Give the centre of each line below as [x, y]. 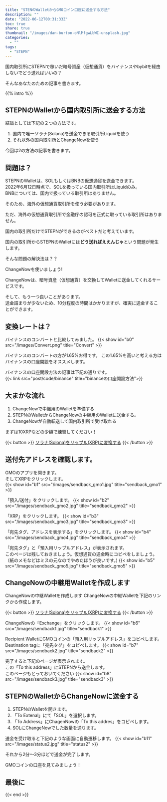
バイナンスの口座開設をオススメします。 [47, 361]
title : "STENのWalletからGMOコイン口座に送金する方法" [58, 10]
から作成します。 [27, 602]
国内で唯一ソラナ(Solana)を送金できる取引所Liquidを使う [71, 134]
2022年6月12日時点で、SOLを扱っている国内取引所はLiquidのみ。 [73, 187]
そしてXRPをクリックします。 [35, 479]
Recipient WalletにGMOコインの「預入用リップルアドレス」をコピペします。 [83, 639]
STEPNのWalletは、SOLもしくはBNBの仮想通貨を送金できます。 [71, 181]
